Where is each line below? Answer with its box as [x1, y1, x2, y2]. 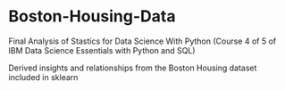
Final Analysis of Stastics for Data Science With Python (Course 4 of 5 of [8, 36, 277, 46]
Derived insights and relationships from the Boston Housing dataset [8, 62, 257, 73]
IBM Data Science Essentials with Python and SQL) [8, 45, 196, 55]
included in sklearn [8, 71, 79, 82]
